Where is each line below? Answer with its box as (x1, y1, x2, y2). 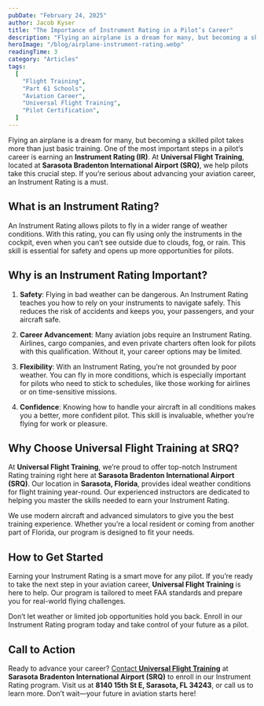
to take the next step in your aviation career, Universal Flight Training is (8, 579, 241, 590)
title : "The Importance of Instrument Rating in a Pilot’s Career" (8, 26, 234, 34)
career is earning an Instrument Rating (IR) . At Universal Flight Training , (8, 152, 245, 161)
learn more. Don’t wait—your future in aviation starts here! (8, 689, 196, 698)
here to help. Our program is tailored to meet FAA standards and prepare (8, 588, 244, 598)
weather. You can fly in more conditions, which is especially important (19, 370, 246, 380)
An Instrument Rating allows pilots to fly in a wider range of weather (8, 221, 228, 230)
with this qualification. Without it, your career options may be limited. (19, 347, 242, 356)
